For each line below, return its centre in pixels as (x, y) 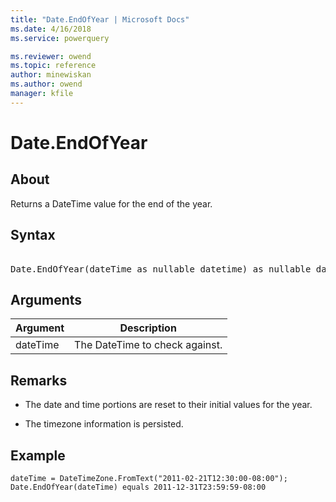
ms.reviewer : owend (51, 56)
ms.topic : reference (53, 66)
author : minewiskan (51, 75)
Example (38, 455)
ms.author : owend (46, 84)
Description (148, 328)
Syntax (33, 235)
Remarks (39, 380)
